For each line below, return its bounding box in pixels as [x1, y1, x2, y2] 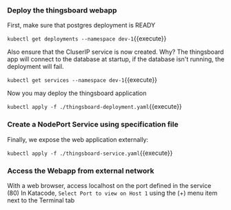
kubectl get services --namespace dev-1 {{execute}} [7, 76, 157, 84]
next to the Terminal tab [7, 196, 75, 204]
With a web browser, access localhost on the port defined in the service [7, 181, 212, 189]
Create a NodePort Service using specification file [7, 120, 179, 129]
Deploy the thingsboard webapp [7, 6, 117, 15]
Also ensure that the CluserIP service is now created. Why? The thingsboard [7, 48, 224, 56]
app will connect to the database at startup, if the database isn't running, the [7, 55, 225, 63]
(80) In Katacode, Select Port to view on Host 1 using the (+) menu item [7, 189, 218, 197]
